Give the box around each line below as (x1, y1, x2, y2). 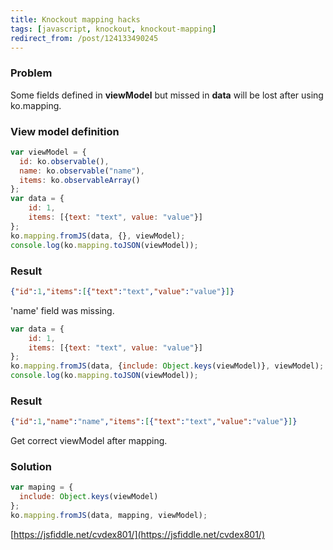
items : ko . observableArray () (19, 175, 141, 185)
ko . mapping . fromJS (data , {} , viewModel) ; (10, 231, 186, 241)
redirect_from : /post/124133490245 (10, 33, 159, 43)
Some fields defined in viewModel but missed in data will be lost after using (10, 89, 324, 101)
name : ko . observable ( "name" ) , (19, 166, 145, 176)
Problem (10, 66, 53, 80)
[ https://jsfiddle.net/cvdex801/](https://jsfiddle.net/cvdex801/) (10, 528, 265, 540)
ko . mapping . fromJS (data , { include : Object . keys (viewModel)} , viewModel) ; (10, 361, 325, 371)
